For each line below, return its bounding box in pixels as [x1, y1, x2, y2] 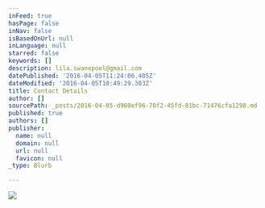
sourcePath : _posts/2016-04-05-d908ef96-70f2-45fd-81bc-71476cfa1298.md [8, 102, 258, 110]
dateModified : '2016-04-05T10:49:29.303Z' [8, 79, 153, 87]
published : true [8, 110, 63, 118]
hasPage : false [8, 19, 60, 27]
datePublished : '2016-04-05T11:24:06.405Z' [8, 72, 157, 80]
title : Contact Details [8, 86, 89, 95]
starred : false [8, 49, 60, 57]
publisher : [8, 124, 45, 132]
